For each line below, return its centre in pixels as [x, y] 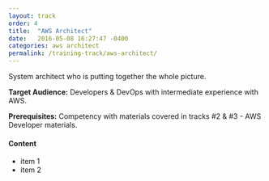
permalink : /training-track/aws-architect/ [83, 53]
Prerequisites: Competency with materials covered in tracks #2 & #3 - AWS [135, 116]
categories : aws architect [54, 46]
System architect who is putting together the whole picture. [107, 76]
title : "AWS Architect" [50, 31]
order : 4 [23, 23]
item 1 [30, 162]
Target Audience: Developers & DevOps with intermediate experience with [134, 92]
